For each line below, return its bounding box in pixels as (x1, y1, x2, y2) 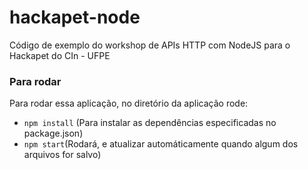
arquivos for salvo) (23, 149, 102, 161)
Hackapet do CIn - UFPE (9, 49, 111, 61)
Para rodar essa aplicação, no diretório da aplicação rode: (9, 97, 249, 110)
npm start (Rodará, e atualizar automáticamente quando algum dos (23, 138, 299, 150)
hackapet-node (9, 6, 141, 29)
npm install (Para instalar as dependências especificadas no (23, 117, 277, 129)
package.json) (23, 127, 84, 140)
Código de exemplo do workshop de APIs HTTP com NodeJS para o (9, 39, 291, 51)
